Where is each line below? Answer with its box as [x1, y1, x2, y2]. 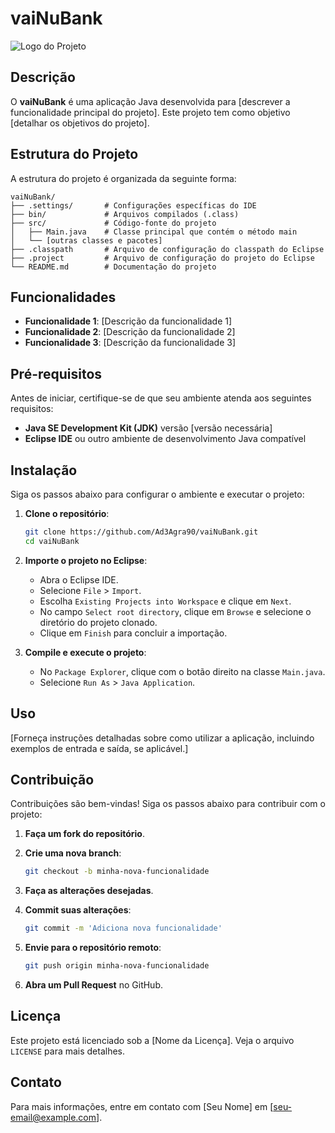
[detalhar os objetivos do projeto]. [10, 117, 150, 129]
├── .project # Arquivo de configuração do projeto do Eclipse [10, 253, 315, 263]
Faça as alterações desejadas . [24, 885, 154, 897]
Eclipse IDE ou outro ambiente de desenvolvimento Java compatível [24, 433, 307, 445]
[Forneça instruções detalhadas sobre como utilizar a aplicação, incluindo [10, 732, 315, 744]
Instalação [10, 462, 78, 479]
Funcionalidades [10, 288, 117, 306]
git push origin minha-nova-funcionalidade [24, 961, 210, 971]
